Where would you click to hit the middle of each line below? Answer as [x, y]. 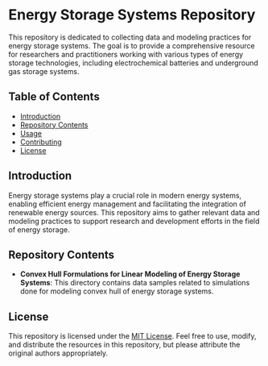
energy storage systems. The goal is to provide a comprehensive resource [132, 45]
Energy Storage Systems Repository [132, 15]
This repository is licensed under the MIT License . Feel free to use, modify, [132, 336]
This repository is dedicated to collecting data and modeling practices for [130, 37]
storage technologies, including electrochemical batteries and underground [134, 63]
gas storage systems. [44, 71]
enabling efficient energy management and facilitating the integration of [128, 204]
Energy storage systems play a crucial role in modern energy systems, [125, 195]
